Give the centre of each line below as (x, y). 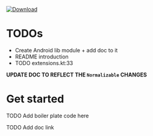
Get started (35, 99)
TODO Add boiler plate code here (48, 116)
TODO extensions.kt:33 (44, 63)
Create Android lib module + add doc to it (66, 50)
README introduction (42, 57)
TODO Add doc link (30, 127)
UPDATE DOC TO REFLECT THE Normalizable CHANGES (77, 75)
